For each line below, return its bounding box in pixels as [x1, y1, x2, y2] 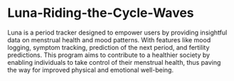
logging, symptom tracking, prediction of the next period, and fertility [7, 43, 210, 51]
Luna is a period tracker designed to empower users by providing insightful [7, 28, 228, 37]
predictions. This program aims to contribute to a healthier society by [7, 51, 211, 59]
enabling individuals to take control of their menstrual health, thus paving [7, 58, 221, 66]
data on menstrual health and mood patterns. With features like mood [7, 35, 211, 44]
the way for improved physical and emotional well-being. [7, 66, 174, 74]
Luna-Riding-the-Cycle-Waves [7, 5, 194, 21]
